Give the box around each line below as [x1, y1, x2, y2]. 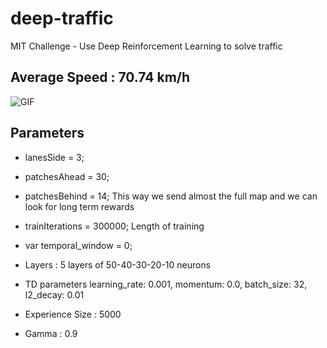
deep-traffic [10, 7, 114, 30]
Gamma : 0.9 [24, 327, 78, 339]
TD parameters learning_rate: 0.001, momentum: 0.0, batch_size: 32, [24, 278, 308, 290]
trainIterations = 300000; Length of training [24, 220, 205, 232]
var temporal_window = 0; [24, 239, 133, 251]
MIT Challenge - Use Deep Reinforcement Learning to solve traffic [10, 40, 283, 52]
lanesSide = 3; [24, 151, 85, 163]
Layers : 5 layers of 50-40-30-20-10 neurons [24, 258, 212, 271]
